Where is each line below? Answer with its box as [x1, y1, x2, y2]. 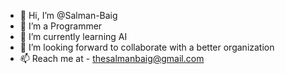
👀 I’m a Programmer [19, 20, 103, 32]
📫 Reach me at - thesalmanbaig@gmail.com [19, 53, 205, 64]
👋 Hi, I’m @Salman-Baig [19, 10, 118, 21]
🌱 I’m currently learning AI [19, 31, 128, 42]
